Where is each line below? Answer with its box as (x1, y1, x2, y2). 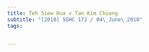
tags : (7, 22, 23, 29)
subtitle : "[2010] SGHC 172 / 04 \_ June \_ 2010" (7, 16, 143, 23)
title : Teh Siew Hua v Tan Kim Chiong (7, 9, 118, 17)
